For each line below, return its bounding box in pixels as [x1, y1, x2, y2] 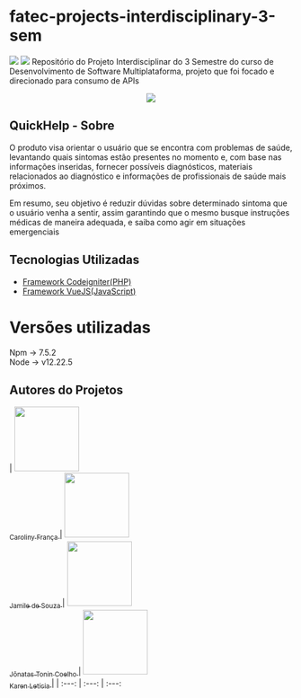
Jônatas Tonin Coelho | [9, 666, 82, 679]
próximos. [9, 180, 47, 190]
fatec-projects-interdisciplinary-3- [9, 6, 276, 27]
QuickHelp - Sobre [9, 119, 115, 134]
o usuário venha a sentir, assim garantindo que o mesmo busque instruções [9, 207, 290, 217]
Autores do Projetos [9, 382, 124, 397]
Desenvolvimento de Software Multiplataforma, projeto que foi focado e [9, 66, 275, 76]
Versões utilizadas [9, 317, 151, 338]
